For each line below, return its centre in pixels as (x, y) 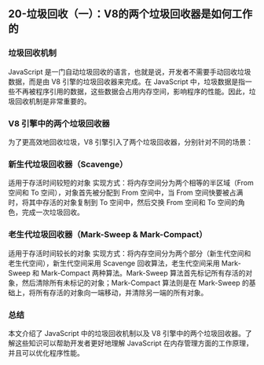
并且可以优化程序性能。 (46, 352)
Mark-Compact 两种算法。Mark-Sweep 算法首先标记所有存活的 (143, 272)
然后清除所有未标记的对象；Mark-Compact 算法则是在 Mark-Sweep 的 (135, 283)
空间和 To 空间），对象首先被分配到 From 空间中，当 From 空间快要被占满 (126, 193)
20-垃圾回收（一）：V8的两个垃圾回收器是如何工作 (130, 14)
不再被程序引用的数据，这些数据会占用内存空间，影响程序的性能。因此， (132, 91)
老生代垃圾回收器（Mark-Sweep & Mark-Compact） (108, 235)
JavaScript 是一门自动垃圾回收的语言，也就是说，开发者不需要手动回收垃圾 (130, 71)
